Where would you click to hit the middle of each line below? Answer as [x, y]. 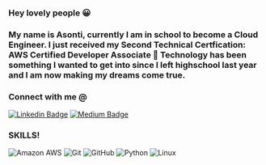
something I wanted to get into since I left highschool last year [133, 65]
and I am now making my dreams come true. [97, 74]
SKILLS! [24, 135]
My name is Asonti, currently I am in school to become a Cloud [133, 34]
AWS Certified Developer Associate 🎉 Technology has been [128, 54]
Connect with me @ [48, 96]
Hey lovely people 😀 [50, 13]
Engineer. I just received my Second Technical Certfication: [127, 44]
